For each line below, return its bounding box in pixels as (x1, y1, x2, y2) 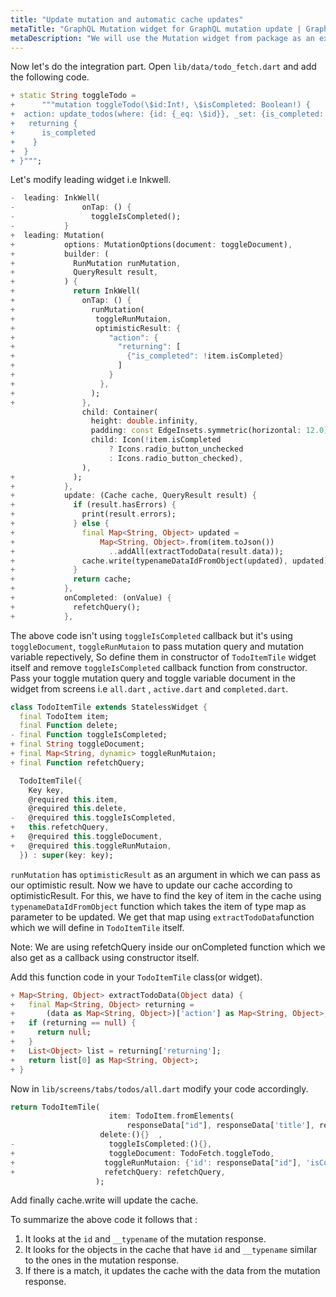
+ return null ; (10, 1027, 92, 1038)
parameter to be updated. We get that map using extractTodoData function (10, 911, 315, 923)
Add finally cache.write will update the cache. (10, 1194, 199, 1206)
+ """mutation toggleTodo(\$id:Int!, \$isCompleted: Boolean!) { (10, 100, 311, 110)
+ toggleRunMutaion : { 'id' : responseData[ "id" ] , (10, 1157, 302, 1168)
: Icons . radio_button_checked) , (108, 453, 244, 463)
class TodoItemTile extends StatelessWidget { (10, 702, 208, 712)
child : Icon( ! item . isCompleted (90, 435, 222, 445)
